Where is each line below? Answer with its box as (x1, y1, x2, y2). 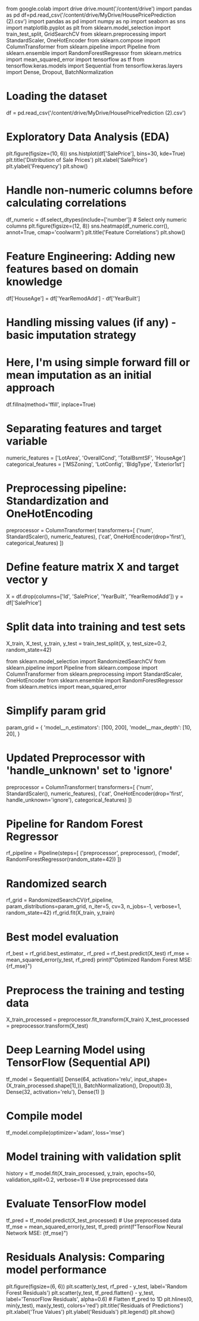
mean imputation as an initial (6, 369, 152, 382)
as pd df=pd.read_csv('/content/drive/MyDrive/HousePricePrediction (6, 11, 176, 19)
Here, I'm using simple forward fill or (6, 355, 191, 369)
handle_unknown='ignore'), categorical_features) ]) (6, 796, 132, 803)
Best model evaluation (6, 930, 119, 943)
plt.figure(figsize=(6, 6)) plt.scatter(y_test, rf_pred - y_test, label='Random (6, 1283, 188, 1290)
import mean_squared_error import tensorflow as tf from (6, 56, 145, 63)
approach (6, 381, 55, 395)
